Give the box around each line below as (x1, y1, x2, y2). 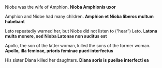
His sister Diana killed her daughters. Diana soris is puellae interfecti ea (5, 57, 149, 63)
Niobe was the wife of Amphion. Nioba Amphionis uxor (5, 4, 116, 10)
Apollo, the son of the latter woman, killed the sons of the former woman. (5, 43, 151, 48)
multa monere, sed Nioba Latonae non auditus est (5, 34, 107, 39)
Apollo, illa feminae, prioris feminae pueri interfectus (5, 48, 114, 53)
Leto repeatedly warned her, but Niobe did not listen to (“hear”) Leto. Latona (5, 28, 158, 34)
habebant (5, 19, 25, 24)
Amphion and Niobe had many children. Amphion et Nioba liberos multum (5, 14, 154, 19)
